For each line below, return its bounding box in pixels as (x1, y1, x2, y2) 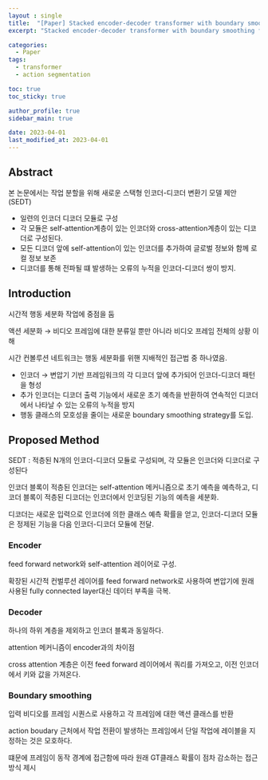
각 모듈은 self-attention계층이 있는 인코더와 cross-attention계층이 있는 (19, 223, 242, 232)
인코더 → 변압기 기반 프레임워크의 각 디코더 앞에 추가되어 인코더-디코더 (19, 370, 241, 379)
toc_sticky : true (8, 93, 66, 101)
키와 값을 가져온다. (22, 670, 81, 679)
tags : (8, 56, 26, 64)
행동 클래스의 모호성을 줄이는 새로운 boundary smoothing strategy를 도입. (19, 410, 254, 419)
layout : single (8, 11, 62, 20)
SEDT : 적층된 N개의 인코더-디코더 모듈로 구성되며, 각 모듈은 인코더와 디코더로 (8, 456, 251, 465)
